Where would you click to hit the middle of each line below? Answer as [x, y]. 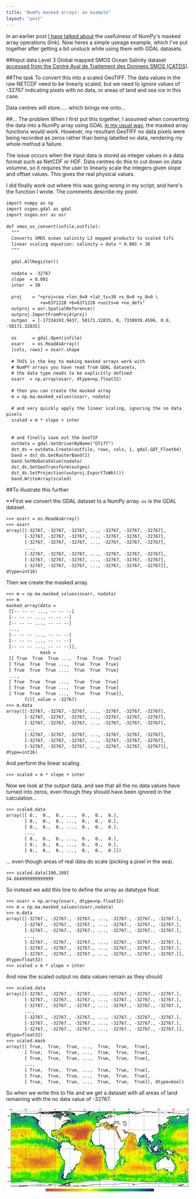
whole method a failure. [35, 144]
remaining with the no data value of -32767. [59, 1099]
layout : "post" [25, 18]
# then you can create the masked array [61, 391]
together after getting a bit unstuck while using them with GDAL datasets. [94, 48]
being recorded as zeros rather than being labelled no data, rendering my [94, 137]
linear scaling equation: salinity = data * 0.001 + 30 [81, 244]
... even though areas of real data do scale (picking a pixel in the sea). [90, 861]
